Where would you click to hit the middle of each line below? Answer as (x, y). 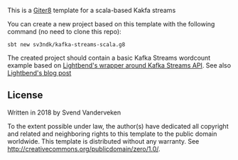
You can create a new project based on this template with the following (111, 24)
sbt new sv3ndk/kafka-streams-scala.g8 (66, 45)
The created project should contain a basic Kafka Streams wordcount (109, 58)
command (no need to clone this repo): (65, 32)
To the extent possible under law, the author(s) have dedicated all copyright (118, 126)
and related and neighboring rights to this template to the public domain (112, 134)
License (25, 95)
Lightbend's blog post (39, 73)
